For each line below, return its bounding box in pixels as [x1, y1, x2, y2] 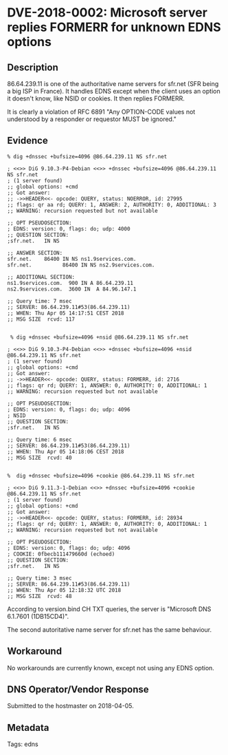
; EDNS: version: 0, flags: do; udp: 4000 [7, 225, 130, 232]
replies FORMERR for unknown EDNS [7, 19, 221, 35]
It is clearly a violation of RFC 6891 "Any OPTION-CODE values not [7, 108, 196, 116]
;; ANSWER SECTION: [7, 249, 63, 256]
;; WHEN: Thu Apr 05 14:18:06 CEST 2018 [7, 448, 125, 455]
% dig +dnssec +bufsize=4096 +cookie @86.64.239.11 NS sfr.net [7, 472, 195, 479]
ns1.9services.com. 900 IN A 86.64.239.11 [7, 279, 134, 286]
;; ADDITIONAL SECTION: [7, 273, 76, 280]
